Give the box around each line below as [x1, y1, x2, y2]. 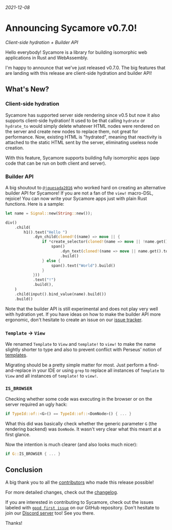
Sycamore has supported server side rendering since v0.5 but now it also [5, 112, 160, 118]
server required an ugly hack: [5, 401, 68, 407]
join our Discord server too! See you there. [5, 510, 95, 516]
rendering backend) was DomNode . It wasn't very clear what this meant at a [5, 426, 161, 433]
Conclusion [5, 465, 43, 474]
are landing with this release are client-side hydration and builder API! [5, 70, 152, 76]
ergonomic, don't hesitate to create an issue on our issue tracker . [5, 317, 143, 323]
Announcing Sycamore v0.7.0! [5, 23, 137, 34]
